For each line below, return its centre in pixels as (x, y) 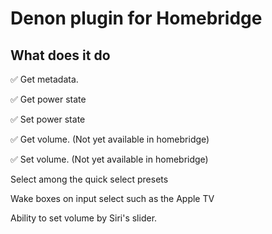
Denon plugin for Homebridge (136, 18)
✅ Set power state (48, 119)
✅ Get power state (48, 99)
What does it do (60, 55)
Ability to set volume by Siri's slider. (84, 218)
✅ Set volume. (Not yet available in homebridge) (109, 159)
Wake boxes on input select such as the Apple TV (112, 198)
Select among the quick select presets (89, 179)
